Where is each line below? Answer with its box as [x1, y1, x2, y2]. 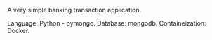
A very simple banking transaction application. [7, 6, 142, 14]
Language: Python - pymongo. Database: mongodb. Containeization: [7, 19, 206, 27]
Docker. [7, 27, 30, 34]
